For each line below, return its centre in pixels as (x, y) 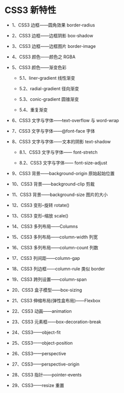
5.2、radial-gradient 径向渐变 (49, 88)
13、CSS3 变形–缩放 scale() (40, 215)
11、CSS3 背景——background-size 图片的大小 (60, 195)
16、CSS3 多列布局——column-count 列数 (55, 247)
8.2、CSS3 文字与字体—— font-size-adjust (63, 163)
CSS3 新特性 (31, 10)
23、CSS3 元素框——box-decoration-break (56, 322)
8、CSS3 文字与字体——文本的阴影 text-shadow (61, 141)
